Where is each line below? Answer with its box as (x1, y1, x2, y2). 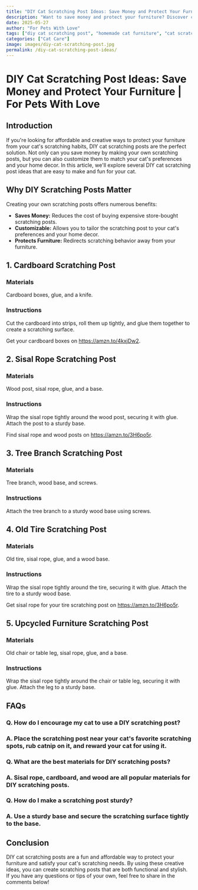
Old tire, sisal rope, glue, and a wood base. (6, 555, 110, 563)
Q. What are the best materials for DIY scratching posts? (6, 757, 171, 766)
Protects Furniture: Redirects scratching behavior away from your (14, 237, 176, 244)
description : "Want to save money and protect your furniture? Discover (6, 14, 189, 20)
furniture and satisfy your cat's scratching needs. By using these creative (6, 860, 184, 867)
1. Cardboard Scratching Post (6, 260, 116, 270)
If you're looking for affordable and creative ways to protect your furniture (6, 136, 186, 143)
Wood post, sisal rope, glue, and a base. (6, 385, 104, 393)
